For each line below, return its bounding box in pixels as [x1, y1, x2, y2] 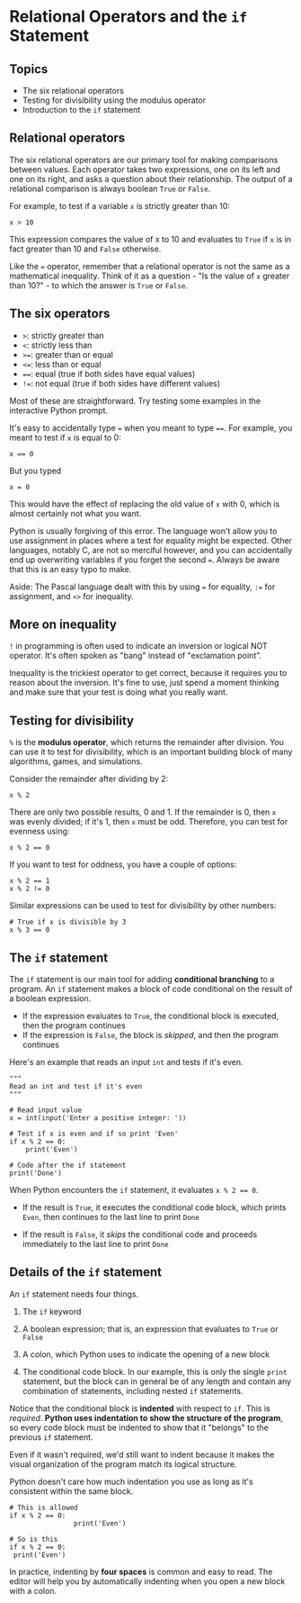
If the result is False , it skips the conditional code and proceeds [22, 1229, 258, 1240]
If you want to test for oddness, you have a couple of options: [9, 859, 237, 870]
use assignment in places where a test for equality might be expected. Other [9, 534, 292, 546]
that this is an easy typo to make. [9, 563, 132, 574]
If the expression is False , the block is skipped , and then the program [22, 1030, 279, 1041]
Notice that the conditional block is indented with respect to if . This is [9, 1403, 271, 1414]
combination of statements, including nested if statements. [22, 1385, 244, 1396]
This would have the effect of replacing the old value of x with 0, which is [9, 498, 280, 509]
